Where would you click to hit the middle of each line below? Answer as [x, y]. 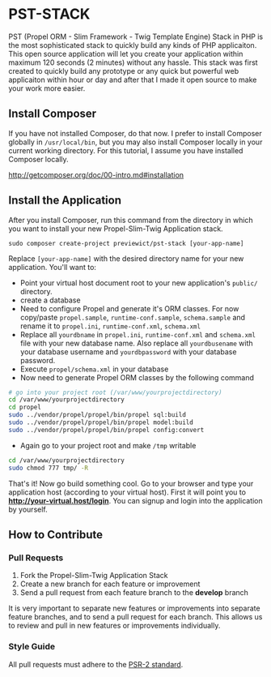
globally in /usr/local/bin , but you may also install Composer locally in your [135, 142]
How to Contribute [56, 535]
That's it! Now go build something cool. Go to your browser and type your [131, 483]
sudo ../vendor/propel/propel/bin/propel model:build [101, 422]
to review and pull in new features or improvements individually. [114, 626]
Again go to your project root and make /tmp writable [108, 445]
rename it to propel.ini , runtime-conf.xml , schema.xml [110, 326]
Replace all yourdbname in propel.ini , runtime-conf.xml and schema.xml [138, 334]
